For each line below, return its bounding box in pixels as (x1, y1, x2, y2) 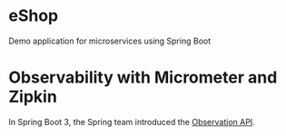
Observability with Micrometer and (8, 67, 278, 88)
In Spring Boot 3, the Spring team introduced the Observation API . (8, 116, 255, 127)
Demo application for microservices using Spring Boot (8, 35, 211, 46)
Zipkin (8, 87, 58, 107)
